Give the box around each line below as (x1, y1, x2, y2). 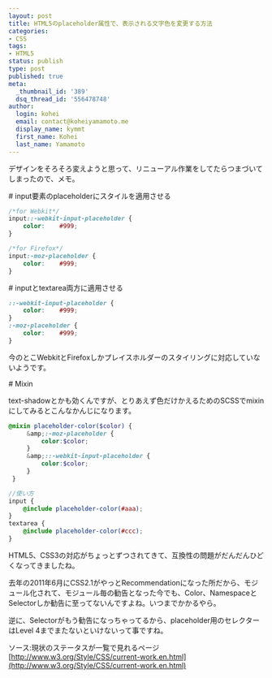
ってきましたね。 (22, 560, 80, 570)
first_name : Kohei (15, 132, 79, 140)
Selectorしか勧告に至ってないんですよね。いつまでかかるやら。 (8, 598, 221, 607)
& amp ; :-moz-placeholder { (26, 430, 114, 438)
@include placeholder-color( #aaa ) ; (23, 504, 144, 512)
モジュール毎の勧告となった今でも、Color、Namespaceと (64, 588, 257, 598)
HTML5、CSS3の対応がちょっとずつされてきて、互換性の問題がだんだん (8, 550, 250, 560)
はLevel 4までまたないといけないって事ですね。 (8, 625, 168, 635)
